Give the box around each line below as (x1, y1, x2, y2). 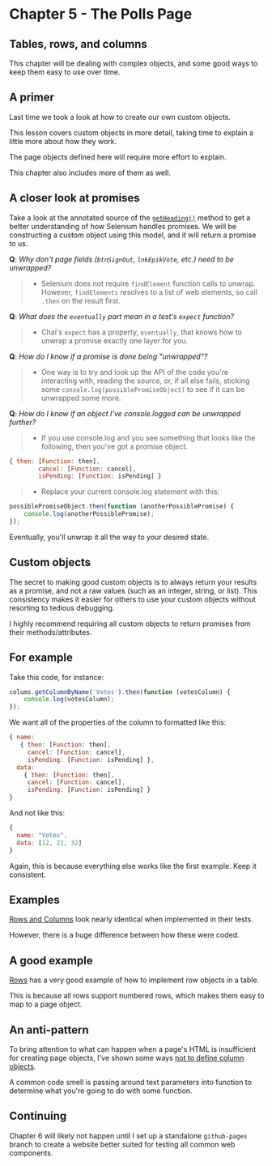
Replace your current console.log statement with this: (40, 487, 220, 496)
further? (9, 417, 36, 427)
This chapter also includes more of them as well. (9, 168, 171, 177)
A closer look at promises (9, 191, 140, 205)
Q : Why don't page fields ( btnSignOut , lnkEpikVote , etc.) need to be (9, 254, 234, 264)
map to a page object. (9, 999, 83, 1009)
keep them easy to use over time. (9, 67, 121, 77)
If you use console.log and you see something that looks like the (40, 432, 256, 442)
